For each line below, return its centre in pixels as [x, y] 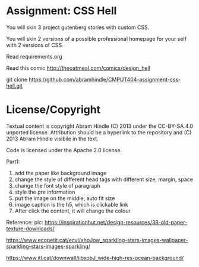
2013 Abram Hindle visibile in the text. [53, 139]
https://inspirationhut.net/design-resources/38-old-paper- [116, 222]
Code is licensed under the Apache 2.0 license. [64, 150]
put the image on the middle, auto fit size [65, 198]
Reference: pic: [25, 222]
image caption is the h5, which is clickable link [72, 204]
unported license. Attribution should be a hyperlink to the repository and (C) [99, 132]
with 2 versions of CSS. [35, 45]
